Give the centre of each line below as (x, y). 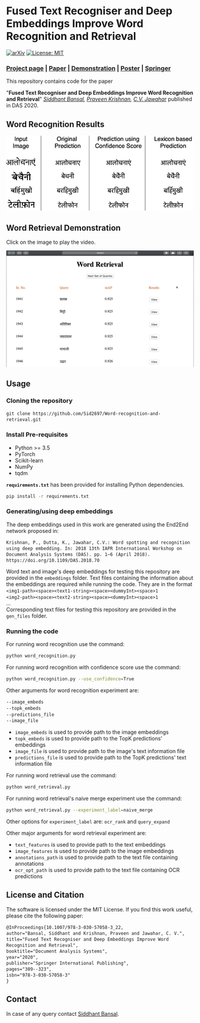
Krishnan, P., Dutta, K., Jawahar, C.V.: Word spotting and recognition (98, 542)
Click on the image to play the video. (51, 242)
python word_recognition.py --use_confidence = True (70, 679)
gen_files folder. (27, 616)
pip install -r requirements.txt (48, 496)
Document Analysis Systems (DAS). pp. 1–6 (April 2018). (78, 554)
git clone (18, 414)
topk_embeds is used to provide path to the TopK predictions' (88, 739)
